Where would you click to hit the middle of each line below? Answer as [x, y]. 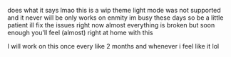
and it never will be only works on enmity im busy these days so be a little [115, 18]
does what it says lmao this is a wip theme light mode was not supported [114, 10]
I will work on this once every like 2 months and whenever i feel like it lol [113, 46]
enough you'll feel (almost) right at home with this [80, 32]
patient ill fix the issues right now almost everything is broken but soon [111, 25]
